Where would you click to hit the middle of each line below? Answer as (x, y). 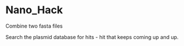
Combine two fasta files (34, 26)
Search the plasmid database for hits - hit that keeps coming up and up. (92, 37)
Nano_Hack (34, 10)
